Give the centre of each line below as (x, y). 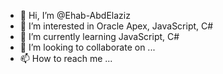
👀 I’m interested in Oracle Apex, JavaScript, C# (116, 26)
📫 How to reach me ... (66, 58)
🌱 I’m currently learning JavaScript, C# (99, 36)
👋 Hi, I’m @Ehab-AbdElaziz (75, 15)
